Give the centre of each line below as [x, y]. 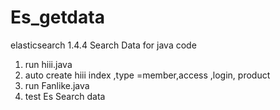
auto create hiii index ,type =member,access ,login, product [147, 75]
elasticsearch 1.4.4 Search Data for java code [103, 45]
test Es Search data [65, 96]
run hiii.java [48, 64]
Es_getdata [57, 17]
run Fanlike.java [57, 85]
